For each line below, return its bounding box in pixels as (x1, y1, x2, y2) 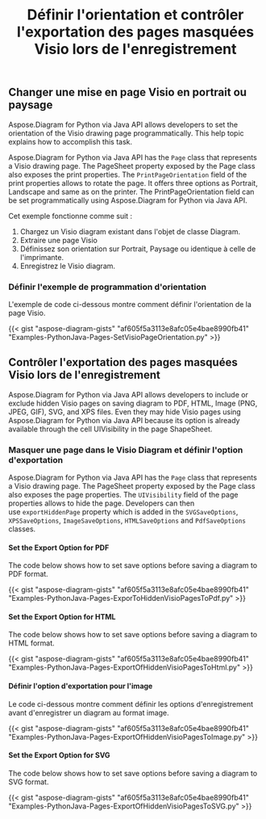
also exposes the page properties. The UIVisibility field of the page (8, 490, 239, 500)
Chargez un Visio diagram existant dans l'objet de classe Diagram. (19, 226, 240, 236)
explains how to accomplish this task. (8, 136, 133, 146)
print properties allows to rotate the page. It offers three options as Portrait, (8, 178, 258, 187)
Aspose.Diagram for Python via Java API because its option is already (8, 415, 240, 425)
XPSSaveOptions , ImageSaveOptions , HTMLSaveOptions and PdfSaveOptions (8, 515, 246, 526)
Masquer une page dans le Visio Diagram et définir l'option (8, 444, 243, 456)
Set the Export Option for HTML (8, 611, 116, 621)
